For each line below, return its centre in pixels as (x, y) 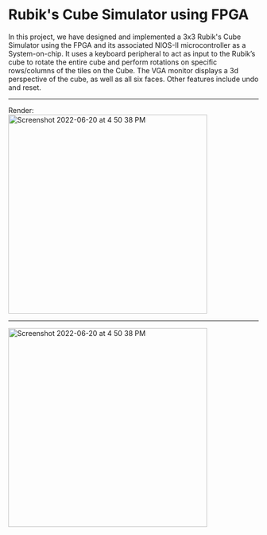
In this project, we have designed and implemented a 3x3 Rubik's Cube (125, 37)
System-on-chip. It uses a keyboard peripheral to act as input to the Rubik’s (132, 53)
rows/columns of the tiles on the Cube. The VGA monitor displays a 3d (123, 70)
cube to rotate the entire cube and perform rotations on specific (112, 62)
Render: (21, 110)
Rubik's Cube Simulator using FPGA (128, 15)
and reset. (25, 87)
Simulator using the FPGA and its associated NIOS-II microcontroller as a (127, 45)
